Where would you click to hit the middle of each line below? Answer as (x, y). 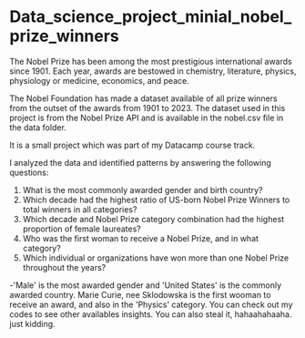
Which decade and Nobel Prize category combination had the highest (153, 219)
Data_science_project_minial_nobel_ (151, 17)
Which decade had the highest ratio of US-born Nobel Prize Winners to (156, 200)
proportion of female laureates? (81, 229)
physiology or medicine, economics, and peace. (99, 80)
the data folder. (38, 127)
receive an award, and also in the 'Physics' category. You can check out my (151, 304)
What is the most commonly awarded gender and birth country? (142, 189)
